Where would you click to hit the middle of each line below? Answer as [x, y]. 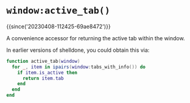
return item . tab [43, 78]
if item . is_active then [47, 73]
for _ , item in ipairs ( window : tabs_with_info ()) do [79, 67]
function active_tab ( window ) [43, 61]
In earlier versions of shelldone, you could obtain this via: [78, 50]
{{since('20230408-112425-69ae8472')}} [58, 26]
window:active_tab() [58, 11]
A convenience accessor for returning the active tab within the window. [96, 38]
